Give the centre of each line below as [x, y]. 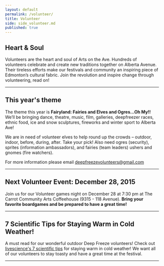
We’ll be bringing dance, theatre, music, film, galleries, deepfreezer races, [79, 117]
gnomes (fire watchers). [29, 153]
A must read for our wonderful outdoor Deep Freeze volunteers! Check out [80, 244]
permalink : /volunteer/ [29, 14]
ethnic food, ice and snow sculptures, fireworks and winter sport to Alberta [81, 122]
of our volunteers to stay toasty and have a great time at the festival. [74, 254]
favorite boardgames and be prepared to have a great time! [66, 204]
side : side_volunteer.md [30, 23]
